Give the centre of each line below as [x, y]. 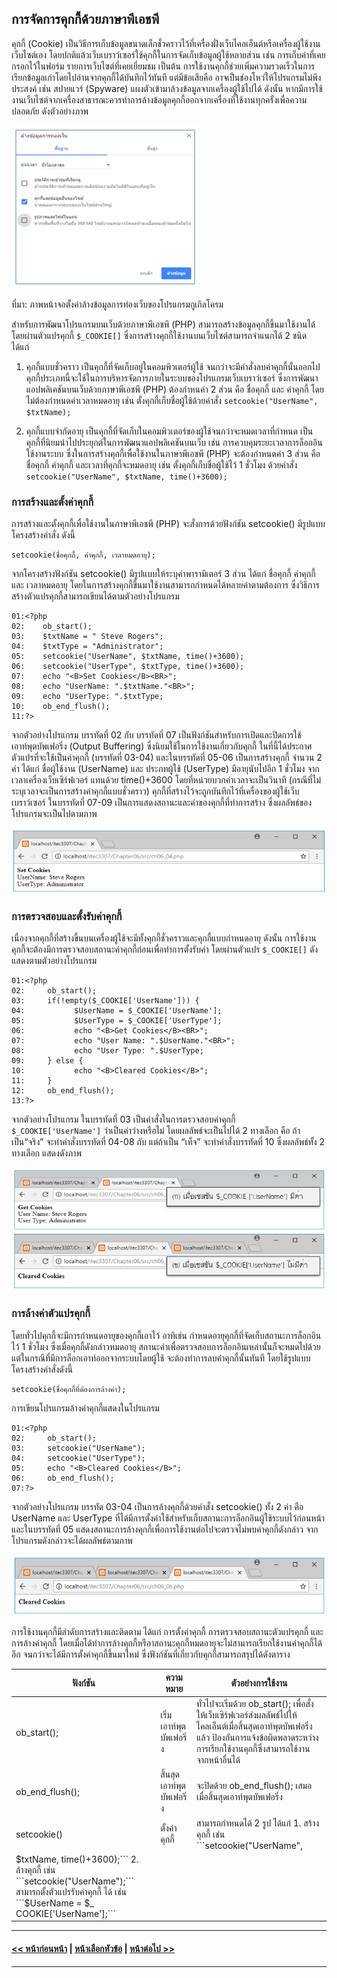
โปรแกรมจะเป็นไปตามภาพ [54, 814]
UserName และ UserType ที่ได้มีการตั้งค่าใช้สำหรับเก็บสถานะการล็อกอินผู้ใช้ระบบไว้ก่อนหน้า [168, 1518]
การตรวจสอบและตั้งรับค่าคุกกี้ [67, 916]
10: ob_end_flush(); [61, 707]
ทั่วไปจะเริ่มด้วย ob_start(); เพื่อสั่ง [254, 1704]
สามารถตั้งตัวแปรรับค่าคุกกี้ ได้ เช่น [71, 1891]
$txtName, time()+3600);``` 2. [77, 1859]
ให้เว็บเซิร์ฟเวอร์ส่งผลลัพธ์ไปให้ [246, 1715]
